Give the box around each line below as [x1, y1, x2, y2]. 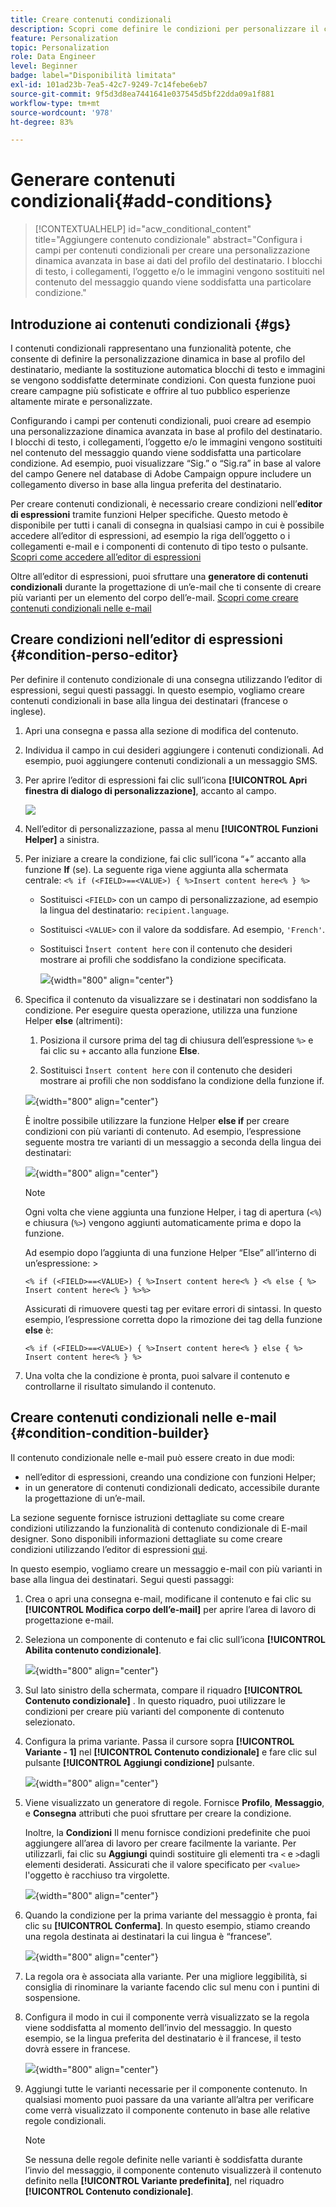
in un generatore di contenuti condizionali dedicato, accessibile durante [24, 1481, 320, 1493]
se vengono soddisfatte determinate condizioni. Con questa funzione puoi [10, 374, 316, 386]
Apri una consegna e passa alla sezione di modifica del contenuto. [24, 724, 299, 736]
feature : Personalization [10, 33, 118, 43]
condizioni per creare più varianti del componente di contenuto [24, 1705, 285, 1717]
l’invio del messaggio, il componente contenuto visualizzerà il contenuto [24, 2164, 322, 2176]
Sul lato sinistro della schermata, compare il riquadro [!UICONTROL [24, 1684, 303, 1696]
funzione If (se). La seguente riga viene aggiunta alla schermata [24, 863, 289, 875]
